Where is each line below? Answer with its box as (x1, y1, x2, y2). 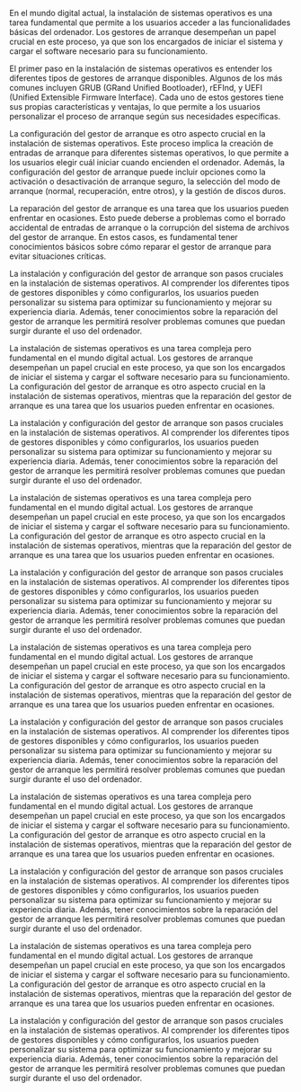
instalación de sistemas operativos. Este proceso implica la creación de (9, 138, 274, 148)
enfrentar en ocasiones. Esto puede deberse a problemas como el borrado (9, 213, 286, 223)
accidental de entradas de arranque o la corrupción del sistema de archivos (9, 222, 290, 233)
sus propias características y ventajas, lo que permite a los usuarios (9, 102, 261, 111)
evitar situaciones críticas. (9, 251, 107, 262)
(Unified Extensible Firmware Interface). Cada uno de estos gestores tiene (9, 92, 285, 102)
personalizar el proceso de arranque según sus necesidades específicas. (9, 111, 281, 121)
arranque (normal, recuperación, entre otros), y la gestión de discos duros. (9, 186, 287, 196)
